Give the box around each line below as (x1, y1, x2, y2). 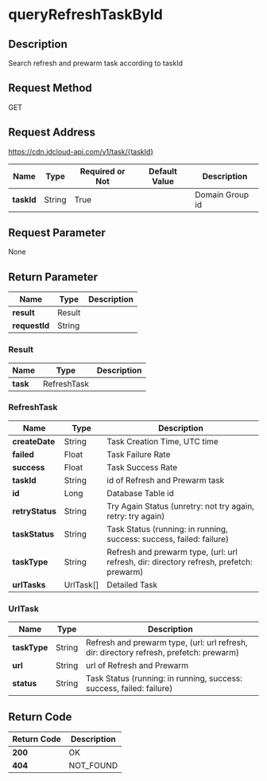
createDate (12, 435, 56, 447)
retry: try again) (106, 510, 165, 521)
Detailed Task (106, 579, 158, 590)
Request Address (8, 126, 96, 139)
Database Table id (106, 487, 175, 498)
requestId (12, 320, 50, 331)
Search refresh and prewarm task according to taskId (8, 58, 184, 68)
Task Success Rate (106, 462, 178, 473)
